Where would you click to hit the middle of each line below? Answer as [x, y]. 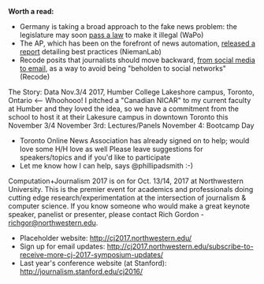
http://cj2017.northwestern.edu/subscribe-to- [180, 246]
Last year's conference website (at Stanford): [93, 263]
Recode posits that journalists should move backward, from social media [138, 60]
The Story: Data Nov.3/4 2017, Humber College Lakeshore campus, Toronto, [131, 92]
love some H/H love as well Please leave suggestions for [111, 149]
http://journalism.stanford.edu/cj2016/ [81, 271]
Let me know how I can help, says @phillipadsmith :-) [106, 166]
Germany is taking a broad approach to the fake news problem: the [128, 26]
